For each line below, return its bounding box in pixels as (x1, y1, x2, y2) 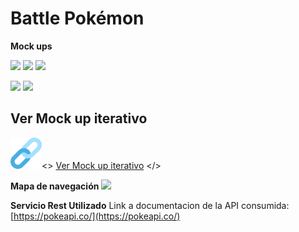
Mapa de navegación (10, 180, 100, 192)
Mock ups (10, 40, 53, 52)
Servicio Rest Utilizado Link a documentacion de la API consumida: (10, 199, 290, 211)
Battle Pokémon (10, 7, 145, 30)
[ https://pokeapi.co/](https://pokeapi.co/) (10, 210, 181, 222)
